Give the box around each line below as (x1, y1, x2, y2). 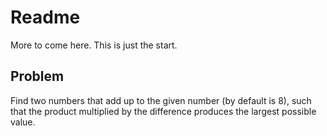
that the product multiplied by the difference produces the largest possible (10, 105, 317, 117)
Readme (10, 6, 81, 29)
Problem (10, 68, 65, 85)
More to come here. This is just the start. (10, 39, 178, 51)
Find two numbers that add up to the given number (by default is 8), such (10, 94, 312, 106)
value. (10, 116, 36, 128)
